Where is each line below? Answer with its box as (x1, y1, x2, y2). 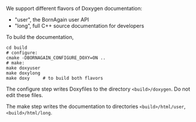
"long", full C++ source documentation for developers (14, 23, 145, 29)
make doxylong (6, 70, 41, 76)
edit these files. (6, 92, 43, 98)
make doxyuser (6, 65, 41, 71)
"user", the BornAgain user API (14, 16, 90, 23)
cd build (6, 45, 27, 51)
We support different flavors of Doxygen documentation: (6, 5, 142, 12)
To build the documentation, (6, 34, 74, 40)
